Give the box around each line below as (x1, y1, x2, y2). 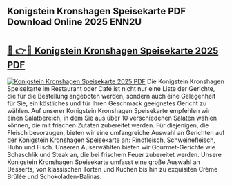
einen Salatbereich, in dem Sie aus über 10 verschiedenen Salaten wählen (7, 114, 217, 122)
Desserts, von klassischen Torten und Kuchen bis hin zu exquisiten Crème (7, 165, 218, 173)
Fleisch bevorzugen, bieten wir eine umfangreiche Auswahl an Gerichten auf (7, 129, 225, 136)
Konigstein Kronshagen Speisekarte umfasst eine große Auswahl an (7, 158, 200, 166)
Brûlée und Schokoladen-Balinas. (7, 172, 102, 180)
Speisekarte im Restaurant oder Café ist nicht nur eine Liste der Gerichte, (7, 85, 215, 92)
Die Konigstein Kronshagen (147, 77, 224, 85)
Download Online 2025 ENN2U (7, 17, 142, 28)
